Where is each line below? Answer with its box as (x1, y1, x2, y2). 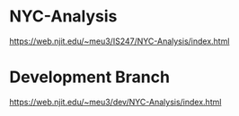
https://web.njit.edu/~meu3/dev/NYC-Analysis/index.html (9, 96, 222, 107)
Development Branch (9, 67, 171, 87)
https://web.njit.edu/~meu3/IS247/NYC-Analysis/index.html (9, 36, 230, 46)
